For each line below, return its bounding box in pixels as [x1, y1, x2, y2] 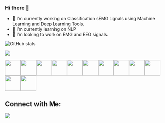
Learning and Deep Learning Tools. [12, 21, 84, 27]
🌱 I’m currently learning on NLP [12, 26, 76, 32]
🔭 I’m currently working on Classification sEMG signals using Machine [12, 16, 155, 22]
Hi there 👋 [5, 4, 30, 11]
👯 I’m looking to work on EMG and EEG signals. [12, 32, 108, 38]
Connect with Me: [5, 100, 61, 108]
